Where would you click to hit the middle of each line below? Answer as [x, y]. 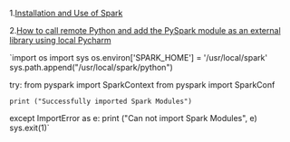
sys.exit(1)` [29, 128]
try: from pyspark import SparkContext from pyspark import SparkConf [142, 85]
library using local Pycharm [60, 40]
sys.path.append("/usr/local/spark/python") [92, 67]
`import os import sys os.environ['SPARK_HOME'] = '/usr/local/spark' [139, 57]
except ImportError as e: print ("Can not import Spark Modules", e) [134, 118]
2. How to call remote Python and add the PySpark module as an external [145, 30]
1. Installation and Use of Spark [66, 13]
